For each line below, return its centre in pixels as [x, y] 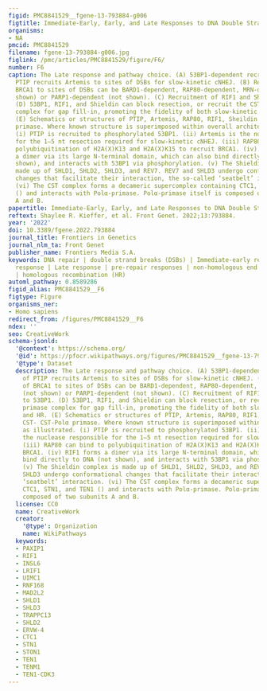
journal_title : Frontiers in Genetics [72, 238]
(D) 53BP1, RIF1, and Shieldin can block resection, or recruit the [131, 104]
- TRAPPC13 [33, 615]
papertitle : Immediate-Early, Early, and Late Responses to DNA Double [129, 208]
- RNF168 [30, 586]
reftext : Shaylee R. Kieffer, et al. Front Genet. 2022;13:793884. [122, 216]
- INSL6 [28, 563]
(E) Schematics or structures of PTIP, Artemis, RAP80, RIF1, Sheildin [137, 119]
